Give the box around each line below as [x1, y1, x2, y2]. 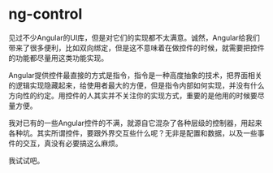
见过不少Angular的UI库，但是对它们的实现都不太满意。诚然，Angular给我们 [8, 32, 260, 42]
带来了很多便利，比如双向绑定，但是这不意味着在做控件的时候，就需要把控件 [8, 42, 265, 53]
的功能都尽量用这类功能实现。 [8, 53, 108, 63]
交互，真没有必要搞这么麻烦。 [22, 138, 123, 148]
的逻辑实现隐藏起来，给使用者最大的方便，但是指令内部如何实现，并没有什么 [8, 80, 265, 90]
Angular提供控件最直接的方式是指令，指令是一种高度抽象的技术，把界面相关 [8, 70, 262, 80]
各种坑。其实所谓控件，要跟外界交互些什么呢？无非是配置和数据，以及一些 [8, 128, 258, 138]
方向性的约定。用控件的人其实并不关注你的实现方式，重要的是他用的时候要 [8, 90, 258, 100]
